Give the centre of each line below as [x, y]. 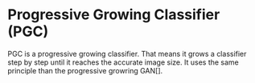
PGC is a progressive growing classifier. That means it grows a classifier [127, 53]
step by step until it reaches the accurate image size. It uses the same [123, 62]
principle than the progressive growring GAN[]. [85, 70]
